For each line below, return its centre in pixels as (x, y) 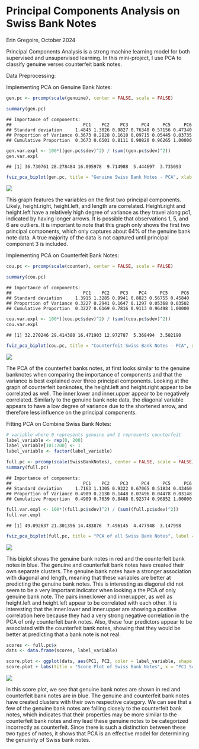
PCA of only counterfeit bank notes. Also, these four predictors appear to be (99, 621)
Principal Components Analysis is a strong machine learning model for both (98, 51)
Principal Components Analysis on (93, 11)
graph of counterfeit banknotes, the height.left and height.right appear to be (99, 387)
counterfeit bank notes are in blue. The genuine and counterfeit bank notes (98, 696)
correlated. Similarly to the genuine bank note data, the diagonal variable (95, 400)
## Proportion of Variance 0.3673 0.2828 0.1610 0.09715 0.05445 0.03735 (99, 135)
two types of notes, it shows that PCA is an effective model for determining (98, 734)
